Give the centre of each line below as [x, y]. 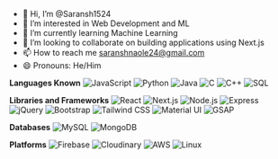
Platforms [28, 145]
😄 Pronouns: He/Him [62, 66]
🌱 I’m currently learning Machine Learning [100, 33]
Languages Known [45, 83]
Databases [30, 127]
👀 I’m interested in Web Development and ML [106, 23]
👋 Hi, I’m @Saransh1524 [67, 14]
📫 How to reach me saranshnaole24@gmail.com [113, 53]
